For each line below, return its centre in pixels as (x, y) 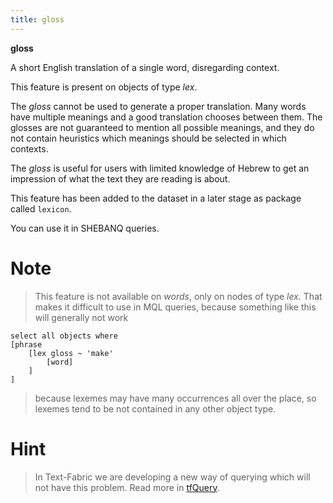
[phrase (26, 344)
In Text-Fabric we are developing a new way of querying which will (172, 477)
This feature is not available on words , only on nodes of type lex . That (178, 296)
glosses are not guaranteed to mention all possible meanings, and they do (162, 127)
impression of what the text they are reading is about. (120, 178)
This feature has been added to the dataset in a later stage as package (156, 198)
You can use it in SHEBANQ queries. (85, 228)
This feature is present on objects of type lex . (104, 87)
